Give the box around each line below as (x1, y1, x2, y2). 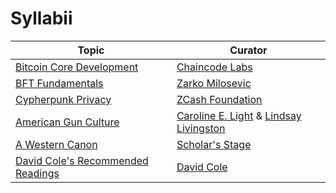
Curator (229, 43, 268, 57)
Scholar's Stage (176, 137, 252, 151)
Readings (15, 166, 60, 180)
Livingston (176, 121, 226, 135)
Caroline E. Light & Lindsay (176, 108, 302, 122)
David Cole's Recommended (15, 153, 149, 167)
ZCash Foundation (176, 92, 263, 106)
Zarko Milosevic (176, 76, 252, 90)
